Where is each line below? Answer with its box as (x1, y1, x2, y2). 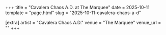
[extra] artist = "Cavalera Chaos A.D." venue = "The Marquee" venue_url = (5, 20, 161, 25)
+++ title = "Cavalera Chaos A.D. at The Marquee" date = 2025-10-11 (5, 5, 150, 10)
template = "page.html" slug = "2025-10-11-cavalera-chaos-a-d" (5, 10, 142, 16)
